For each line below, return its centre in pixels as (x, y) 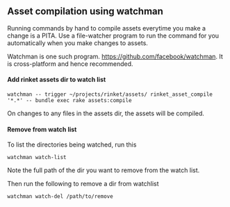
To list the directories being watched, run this (72, 144)
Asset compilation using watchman (85, 11)
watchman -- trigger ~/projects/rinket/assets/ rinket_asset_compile (110, 94)
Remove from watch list (42, 129)
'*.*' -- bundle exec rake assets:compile (69, 101)
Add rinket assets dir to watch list (57, 80)
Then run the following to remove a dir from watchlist (83, 184)
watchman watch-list (37, 158)
